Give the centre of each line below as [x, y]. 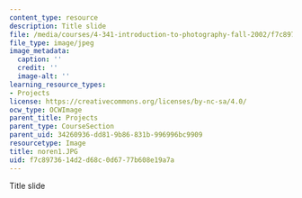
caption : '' [40, 59]
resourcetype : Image [48, 143]
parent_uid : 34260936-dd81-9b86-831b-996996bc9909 [106, 135]
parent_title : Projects [54, 118]
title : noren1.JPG [44, 151]
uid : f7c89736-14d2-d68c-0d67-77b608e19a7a [92, 160]
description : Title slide [58, 26]
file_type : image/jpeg [52, 43]
